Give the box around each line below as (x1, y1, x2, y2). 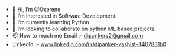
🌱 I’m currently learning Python (11, 19, 90, 25)
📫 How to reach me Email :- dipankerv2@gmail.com (11, 32, 143, 39)
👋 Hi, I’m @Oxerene (11, 6, 61, 13)
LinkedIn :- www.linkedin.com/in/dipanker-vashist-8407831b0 (11, 41, 167, 48)
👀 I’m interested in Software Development (11, 12, 116, 19)
